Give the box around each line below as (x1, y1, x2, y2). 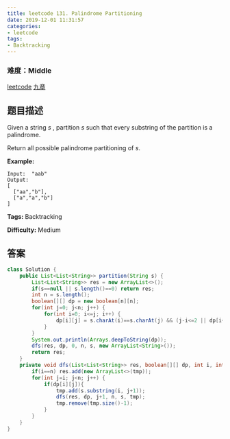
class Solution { (7, 265, 57, 273)
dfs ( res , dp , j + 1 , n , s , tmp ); (55, 394, 146, 401)
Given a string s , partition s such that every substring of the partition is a (7, 123, 213, 132)
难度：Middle (7, 66, 52, 75)
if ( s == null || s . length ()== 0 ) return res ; (31, 285, 155, 292)
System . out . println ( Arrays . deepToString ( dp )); (31, 336, 167, 343)
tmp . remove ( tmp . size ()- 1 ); (55, 400, 133, 407)
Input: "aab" (7, 171, 48, 178)
